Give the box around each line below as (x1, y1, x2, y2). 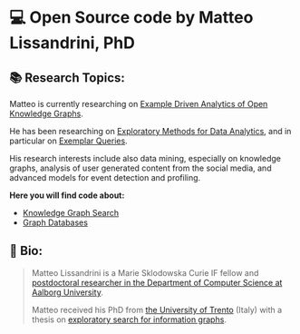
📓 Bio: (9, 243, 44, 259)
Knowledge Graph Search (22, 208, 120, 218)
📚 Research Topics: (9, 70, 125, 85)
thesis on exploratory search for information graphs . (31, 314, 227, 325)
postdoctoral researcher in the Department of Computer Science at (31, 277, 283, 288)
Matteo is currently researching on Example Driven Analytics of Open (9, 99, 268, 109)
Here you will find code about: (9, 190, 125, 201)
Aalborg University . (31, 287, 104, 298)
